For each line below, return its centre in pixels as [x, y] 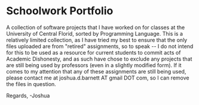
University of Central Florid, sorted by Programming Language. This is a [95, 33]
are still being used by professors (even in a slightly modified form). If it [94, 65]
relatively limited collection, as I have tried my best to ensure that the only [97, 40]
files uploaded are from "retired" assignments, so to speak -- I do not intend [100, 46]
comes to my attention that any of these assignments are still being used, [96, 71]
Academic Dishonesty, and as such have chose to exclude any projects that [99, 59]
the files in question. [31, 84]
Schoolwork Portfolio [60, 11]
